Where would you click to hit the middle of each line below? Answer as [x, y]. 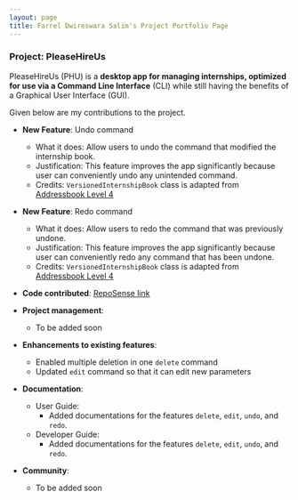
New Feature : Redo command [77, 211]
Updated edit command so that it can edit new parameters [143, 371]
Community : [45, 470]
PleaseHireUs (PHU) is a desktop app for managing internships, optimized [148, 76]
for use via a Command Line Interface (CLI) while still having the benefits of [149, 85]
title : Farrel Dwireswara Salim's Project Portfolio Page [119, 26]
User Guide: [57, 406]
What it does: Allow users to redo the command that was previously [159, 229]
